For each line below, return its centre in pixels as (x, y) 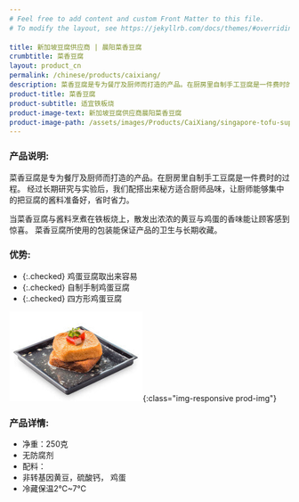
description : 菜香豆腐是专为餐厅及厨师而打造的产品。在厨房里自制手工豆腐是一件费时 (148, 85)
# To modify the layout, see (63, 28)
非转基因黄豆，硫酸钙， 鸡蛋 (74, 478)
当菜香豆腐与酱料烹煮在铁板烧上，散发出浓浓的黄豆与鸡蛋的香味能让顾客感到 (149, 218)
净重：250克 (45, 444)
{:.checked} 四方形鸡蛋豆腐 (72, 298)
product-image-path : (48, 122)
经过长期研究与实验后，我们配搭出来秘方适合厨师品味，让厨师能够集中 (155, 188)
